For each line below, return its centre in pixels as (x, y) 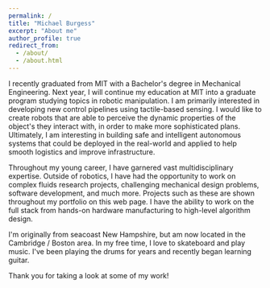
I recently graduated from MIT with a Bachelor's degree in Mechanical (125, 83)
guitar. (19, 260)
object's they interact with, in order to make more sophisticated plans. (124, 126)
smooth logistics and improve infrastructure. (82, 152)
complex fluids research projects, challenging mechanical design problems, (134, 184)
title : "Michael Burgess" (52, 23)
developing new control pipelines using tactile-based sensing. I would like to (135, 109)
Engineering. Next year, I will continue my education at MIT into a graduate (132, 92)
